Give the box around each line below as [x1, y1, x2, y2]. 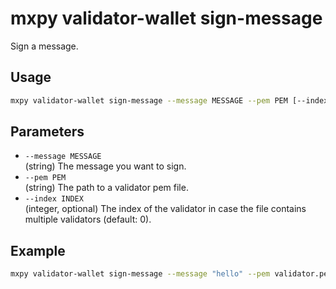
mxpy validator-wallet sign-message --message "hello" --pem [10, 269, 271, 279]
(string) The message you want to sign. [24, 160, 187, 172]
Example [10, 242, 66, 259]
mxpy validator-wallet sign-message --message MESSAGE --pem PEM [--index [10, 95, 329, 106]
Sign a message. [10, 40, 79, 52]
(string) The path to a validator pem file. [24, 182, 189, 194]
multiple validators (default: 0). [24, 213, 152, 226]
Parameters [10, 123, 85, 141]
